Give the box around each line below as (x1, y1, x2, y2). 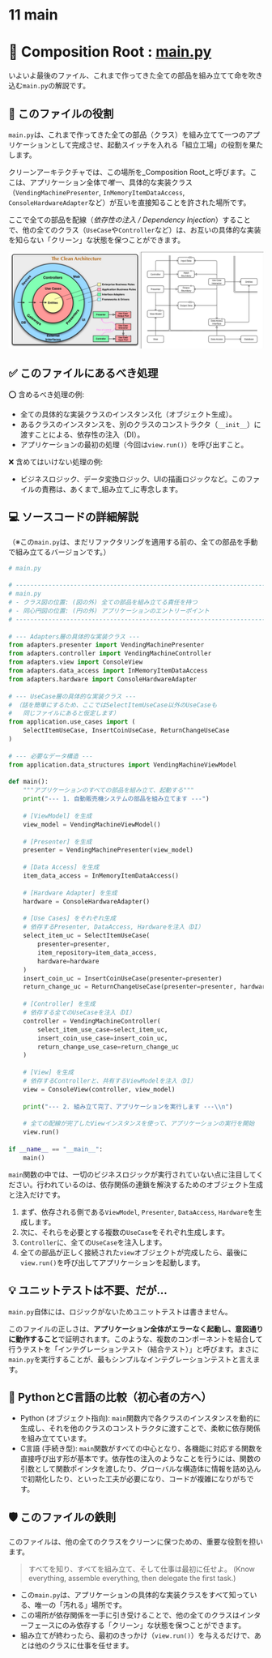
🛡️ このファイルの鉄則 (8, 1510, 117, 1524)
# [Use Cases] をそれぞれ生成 (23, 914, 117, 923)
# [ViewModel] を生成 (23, 812, 92, 820)
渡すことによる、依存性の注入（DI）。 (19, 429, 145, 439)
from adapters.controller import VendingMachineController (8, 650, 212, 658)
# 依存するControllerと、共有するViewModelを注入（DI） (23, 1077, 197, 1085)
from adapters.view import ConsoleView (8, 658, 143, 666)
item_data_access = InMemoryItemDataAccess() (23, 872, 180, 880)
